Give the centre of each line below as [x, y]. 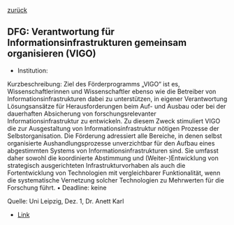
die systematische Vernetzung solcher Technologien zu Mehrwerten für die [116, 180]
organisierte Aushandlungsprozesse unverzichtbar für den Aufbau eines [111, 143]
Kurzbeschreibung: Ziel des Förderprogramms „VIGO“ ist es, [94, 84]
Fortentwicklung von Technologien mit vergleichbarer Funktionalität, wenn [114, 173]
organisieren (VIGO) [52, 54]
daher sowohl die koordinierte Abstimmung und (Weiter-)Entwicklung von [113, 158]
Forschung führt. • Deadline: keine [57, 187]
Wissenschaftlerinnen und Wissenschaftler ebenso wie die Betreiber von [112, 91]
